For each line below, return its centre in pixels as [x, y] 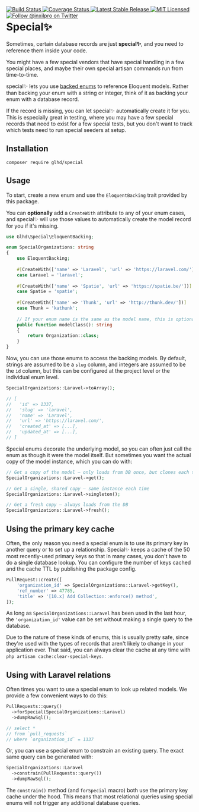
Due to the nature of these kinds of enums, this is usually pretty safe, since [97, 637]
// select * [21, 728]
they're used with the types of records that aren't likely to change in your [95, 644]
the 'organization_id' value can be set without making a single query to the [99, 619]
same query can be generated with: [49, 757]
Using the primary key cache [60, 529]
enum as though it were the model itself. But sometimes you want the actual [99, 455]
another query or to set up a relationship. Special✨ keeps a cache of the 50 [98, 550]
